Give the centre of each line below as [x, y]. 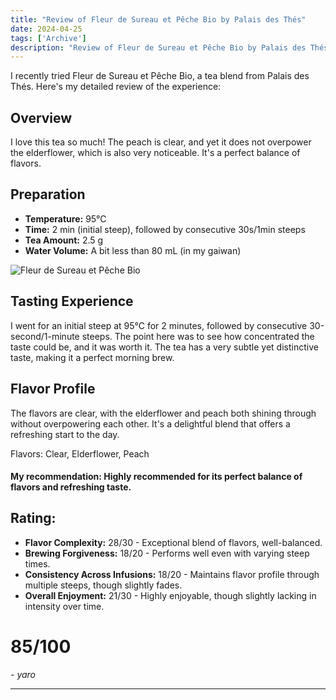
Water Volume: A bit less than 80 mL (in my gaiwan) [133, 250]
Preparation [48, 194]
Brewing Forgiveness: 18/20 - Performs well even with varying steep [167, 553]
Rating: [33, 518]
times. [37, 563]
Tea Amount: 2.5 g [64, 240]
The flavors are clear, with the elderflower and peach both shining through [163, 413]
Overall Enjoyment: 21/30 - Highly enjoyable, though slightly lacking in [170, 595]
